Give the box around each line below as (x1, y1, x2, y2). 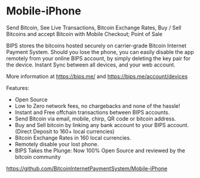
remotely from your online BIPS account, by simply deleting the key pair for (6, 55, 191, 62)
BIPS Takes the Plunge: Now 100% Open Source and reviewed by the (14, 147, 186, 154)
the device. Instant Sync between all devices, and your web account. (6, 61, 176, 68)
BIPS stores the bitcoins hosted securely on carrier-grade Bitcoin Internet (6, 42, 187, 49)
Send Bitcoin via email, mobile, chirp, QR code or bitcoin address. (14, 115, 176, 122)
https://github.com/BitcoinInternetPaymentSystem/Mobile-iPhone (6, 165, 168, 172)
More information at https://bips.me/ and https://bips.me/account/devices (6, 73, 188, 80)
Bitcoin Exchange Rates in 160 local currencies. (14, 134, 131, 141)
